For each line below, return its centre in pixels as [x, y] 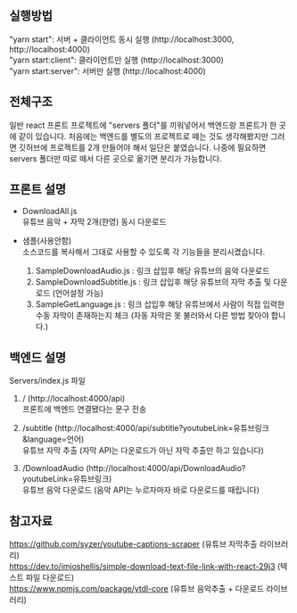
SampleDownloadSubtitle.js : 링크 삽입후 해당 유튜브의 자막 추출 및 [153, 282]
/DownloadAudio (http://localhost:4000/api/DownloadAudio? [134, 468]
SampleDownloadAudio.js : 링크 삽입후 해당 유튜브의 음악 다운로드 [153, 271]
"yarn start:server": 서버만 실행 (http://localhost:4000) [108, 70]
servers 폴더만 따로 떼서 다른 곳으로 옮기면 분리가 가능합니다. [116, 158]
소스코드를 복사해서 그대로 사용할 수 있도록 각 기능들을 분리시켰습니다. [144, 252]
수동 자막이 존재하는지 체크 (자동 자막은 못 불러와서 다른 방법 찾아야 [152, 316]
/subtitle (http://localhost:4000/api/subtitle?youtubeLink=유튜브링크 [145, 428]
